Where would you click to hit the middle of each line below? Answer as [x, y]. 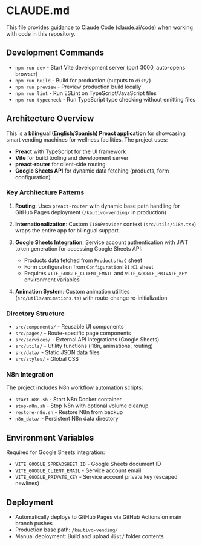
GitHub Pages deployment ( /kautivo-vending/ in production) [91, 212]
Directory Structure [35, 314]
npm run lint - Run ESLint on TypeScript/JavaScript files [86, 93]
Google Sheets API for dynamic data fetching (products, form [92, 171]
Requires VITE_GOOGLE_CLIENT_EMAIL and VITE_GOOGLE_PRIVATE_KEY [106, 273]
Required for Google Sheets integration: [56, 452]
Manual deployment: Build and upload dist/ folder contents [90, 536]
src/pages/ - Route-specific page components [73, 333]
